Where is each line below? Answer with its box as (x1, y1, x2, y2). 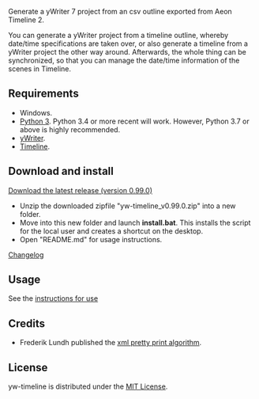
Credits (8, 317, 46, 330)
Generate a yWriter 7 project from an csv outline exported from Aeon (8, 7, 233, 16)
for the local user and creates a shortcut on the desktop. (19, 226, 204, 236)
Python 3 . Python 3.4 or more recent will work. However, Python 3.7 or (19, 116, 250, 126)
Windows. (19, 108, 53, 117)
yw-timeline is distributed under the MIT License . (8, 382, 168, 391)
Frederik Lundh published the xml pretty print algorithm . (19, 338, 202, 348)
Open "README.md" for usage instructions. (19, 234, 163, 244)
